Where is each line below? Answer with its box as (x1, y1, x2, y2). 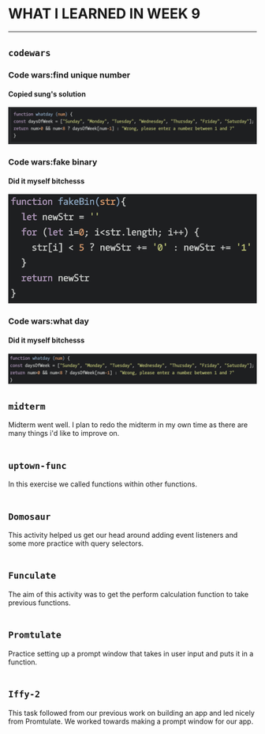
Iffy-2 (8, 689, 41, 700)
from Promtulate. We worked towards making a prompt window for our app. (8, 717, 254, 726)
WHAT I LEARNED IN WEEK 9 (8, 5, 201, 23)
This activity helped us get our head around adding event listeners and (8, 531, 238, 540)
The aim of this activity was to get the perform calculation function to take (8, 589, 249, 599)
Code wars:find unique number (8, 70, 131, 81)
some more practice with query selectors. (8, 539, 144, 548)
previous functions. (8, 598, 71, 607)
